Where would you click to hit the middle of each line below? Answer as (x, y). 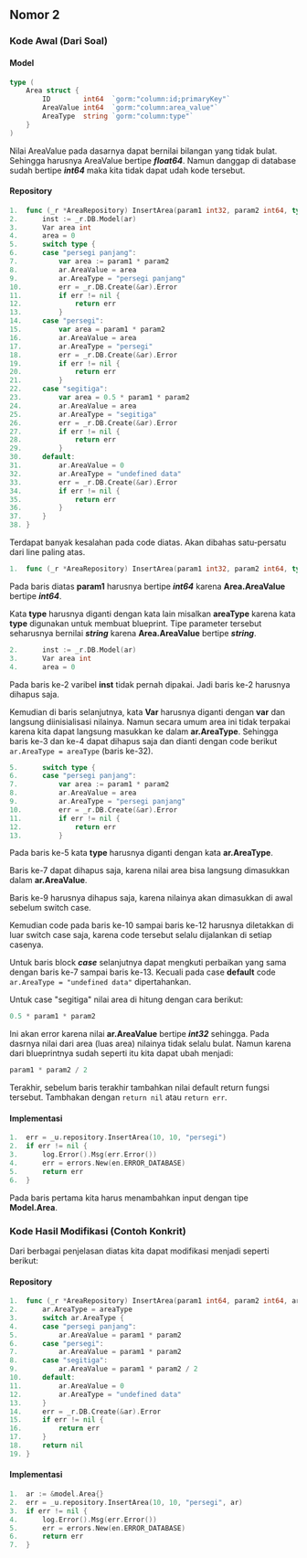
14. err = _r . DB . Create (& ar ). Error (85, 1412)
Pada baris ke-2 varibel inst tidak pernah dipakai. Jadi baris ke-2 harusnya (150, 684)
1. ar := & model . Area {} (57, 1494)
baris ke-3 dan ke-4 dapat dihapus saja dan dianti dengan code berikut (143, 741)
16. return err (55, 1429)
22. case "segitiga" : (58, 389)
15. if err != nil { (57, 1420)
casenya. (26, 944)
